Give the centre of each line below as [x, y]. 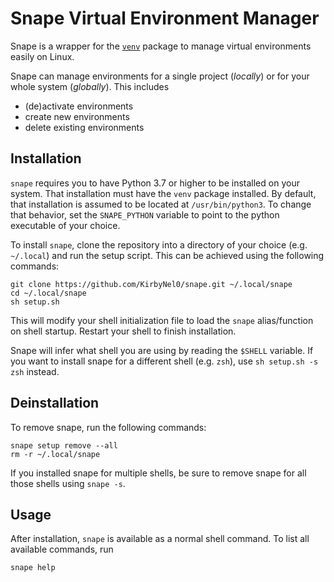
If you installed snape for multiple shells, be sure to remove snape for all [158, 473]
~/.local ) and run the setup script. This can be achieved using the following [167, 255]
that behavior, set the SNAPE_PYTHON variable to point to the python [145, 214]
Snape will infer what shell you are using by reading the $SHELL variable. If [162, 350]
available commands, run [62, 549]
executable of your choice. [65, 225]
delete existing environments [84, 127]
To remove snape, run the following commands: [108, 427]
